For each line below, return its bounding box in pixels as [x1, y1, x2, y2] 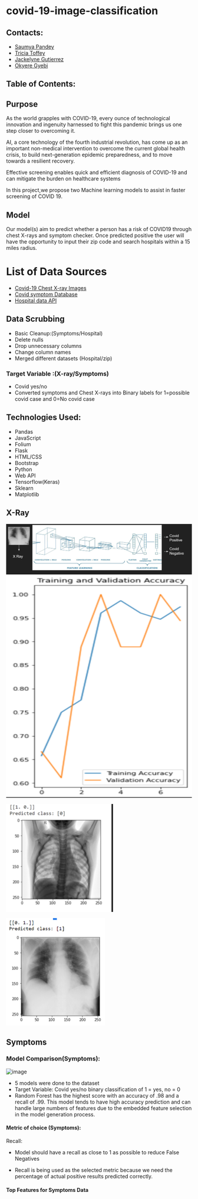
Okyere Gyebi [14, 62, 48, 69]
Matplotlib [14, 490, 39, 498]
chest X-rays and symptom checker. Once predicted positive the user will [6, 232, 184, 239]
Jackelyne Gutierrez [14, 56, 64, 62]
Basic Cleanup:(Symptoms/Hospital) [14, 330, 103, 337]
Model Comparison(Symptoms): [6, 1055, 100, 1063]
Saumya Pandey [14, 43, 54, 50]
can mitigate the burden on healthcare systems [6, 175, 121, 182]
